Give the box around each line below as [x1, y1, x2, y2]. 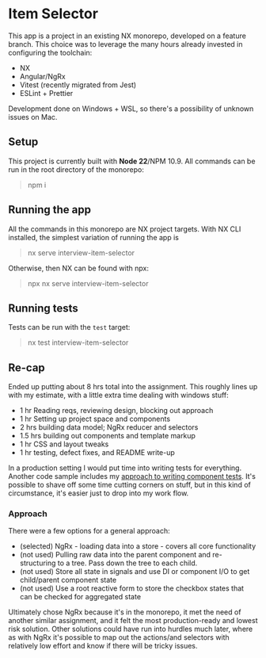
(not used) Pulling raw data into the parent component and [19, 550, 211, 560]
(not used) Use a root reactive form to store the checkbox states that [19, 583, 244, 593]
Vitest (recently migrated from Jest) [19, 80, 137, 90]
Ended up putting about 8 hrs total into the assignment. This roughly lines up [8, 382, 258, 392]
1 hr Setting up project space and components [19, 414, 171, 424]
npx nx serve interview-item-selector [27, 278, 149, 288]
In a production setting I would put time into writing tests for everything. [8, 463, 242, 472]
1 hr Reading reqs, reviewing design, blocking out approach [19, 406, 214, 415]
